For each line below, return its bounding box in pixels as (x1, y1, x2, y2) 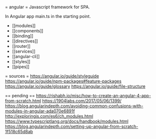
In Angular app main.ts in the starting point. (5, 14, 91, 19)
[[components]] (12, 28, 43, 33)
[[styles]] (12, 59, 30, 64)
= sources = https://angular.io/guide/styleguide (5, 73, 99, 79)
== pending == (5, 93, 35, 98)
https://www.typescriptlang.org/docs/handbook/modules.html (5, 118, 129, 124)
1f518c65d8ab (5, 129, 33, 134)
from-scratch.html (5, 98, 42, 103)
